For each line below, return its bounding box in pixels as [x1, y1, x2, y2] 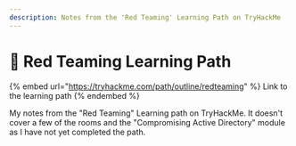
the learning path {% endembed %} [9, 90, 140, 101]
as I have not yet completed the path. [9, 126, 146, 137]
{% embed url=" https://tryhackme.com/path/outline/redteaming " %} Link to [9, 81, 288, 92]
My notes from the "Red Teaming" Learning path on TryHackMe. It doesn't [9, 108, 284, 118]
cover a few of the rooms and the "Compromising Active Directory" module [9, 117, 285, 127]
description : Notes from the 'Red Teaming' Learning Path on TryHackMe [9, 12, 281, 22]
